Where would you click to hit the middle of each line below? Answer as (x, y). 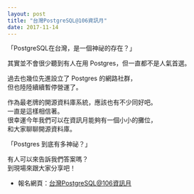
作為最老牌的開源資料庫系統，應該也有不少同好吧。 (82, 102)
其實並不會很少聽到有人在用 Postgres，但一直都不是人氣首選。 (99, 63)
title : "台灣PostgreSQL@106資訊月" (58, 21)
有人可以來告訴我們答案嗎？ (48, 159)
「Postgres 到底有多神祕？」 (49, 144)
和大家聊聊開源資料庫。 (42, 129)
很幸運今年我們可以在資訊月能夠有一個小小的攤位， (82, 120)
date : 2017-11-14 (33, 27)
